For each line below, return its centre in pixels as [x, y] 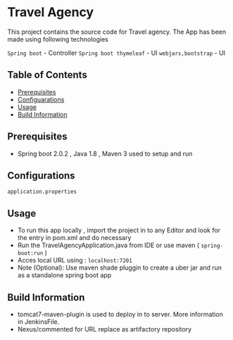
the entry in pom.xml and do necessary [74, 238]
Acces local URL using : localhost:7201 [75, 260]
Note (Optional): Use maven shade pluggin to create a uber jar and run [120, 267]
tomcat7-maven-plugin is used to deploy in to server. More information [120, 314]
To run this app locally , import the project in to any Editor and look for [119, 230]
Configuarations [41, 99]
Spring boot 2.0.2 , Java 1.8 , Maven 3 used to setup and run [105, 153]
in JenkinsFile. [38, 322]
